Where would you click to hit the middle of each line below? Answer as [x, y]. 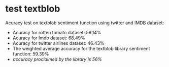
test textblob [33, 9]
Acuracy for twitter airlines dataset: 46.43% [58, 43]
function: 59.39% [31, 54]
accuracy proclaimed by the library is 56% [57, 59]
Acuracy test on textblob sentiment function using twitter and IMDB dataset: [84, 23]
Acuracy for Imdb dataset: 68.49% [49, 38]
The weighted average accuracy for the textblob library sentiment [81, 48]
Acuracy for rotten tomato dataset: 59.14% [57, 32]
